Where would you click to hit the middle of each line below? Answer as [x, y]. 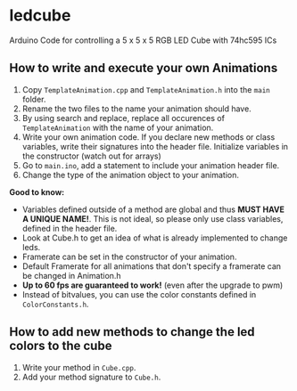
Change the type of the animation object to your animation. [130, 175]
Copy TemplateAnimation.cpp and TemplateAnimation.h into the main [146, 89]
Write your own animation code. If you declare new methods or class [148, 137]
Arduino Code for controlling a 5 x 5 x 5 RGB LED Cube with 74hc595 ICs [143, 40]
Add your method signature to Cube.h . [91, 377]
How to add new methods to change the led [132, 332]
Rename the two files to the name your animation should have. [136, 109]
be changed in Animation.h [72, 275]
